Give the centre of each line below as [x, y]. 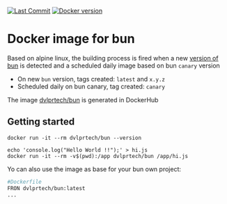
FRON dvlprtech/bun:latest [46, 188]
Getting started [41, 122]
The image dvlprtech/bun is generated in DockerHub [83, 100]
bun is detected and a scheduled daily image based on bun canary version [114, 65]
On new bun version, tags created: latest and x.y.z [91, 79]
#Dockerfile [24, 182]
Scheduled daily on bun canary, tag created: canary [91, 86]
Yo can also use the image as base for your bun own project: [94, 169]
